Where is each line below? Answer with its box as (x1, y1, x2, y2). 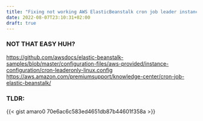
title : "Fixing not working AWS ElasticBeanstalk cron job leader (6, 8, 177, 15)
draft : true (6, 20, 36, 26)
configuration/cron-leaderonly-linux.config (6, 66, 113, 73)
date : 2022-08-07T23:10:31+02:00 (6, 14, 91, 20)
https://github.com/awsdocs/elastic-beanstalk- (6, 54, 124, 61)
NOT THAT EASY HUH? (6, 40, 76, 48)
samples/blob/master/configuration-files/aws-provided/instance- (6, 60, 169, 67)
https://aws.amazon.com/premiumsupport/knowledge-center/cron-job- (6, 73, 185, 80)
